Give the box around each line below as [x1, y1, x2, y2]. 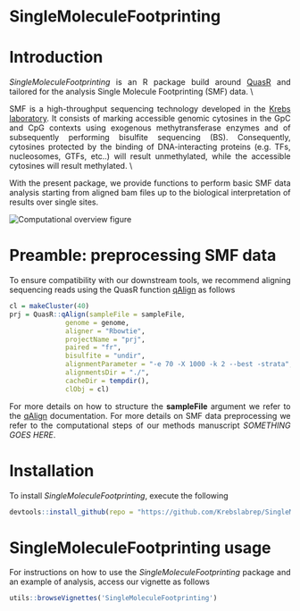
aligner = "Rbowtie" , [65, 326, 146, 336]
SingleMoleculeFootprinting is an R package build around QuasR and [9, 77, 291, 88]
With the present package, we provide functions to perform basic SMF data [9, 178, 291, 188]
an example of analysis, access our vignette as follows [9, 576, 210, 587]
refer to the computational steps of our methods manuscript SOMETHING [9, 420, 291, 431]
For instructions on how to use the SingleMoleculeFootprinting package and [9, 567, 292, 578]
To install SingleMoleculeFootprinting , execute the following [9, 490, 229, 501]
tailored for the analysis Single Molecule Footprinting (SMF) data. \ [9, 87, 254, 97]
